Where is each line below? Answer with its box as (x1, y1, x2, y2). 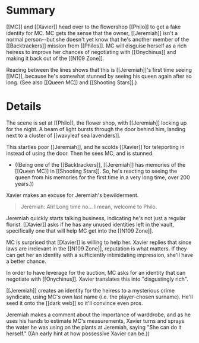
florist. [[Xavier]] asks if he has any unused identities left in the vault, (6, 221, 174, 228)
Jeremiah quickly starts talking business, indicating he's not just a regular (6, 214, 186, 221)
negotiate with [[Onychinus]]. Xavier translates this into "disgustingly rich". (6, 275, 188, 282)
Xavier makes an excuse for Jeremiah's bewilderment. (6, 191, 139, 199)
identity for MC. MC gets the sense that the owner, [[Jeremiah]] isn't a (6, 29, 178, 36)
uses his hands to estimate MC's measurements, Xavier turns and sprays (6, 317, 185, 324)
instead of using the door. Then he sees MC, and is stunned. (6, 150, 154, 157)
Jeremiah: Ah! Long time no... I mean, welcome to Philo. (20, 203, 157, 210)
